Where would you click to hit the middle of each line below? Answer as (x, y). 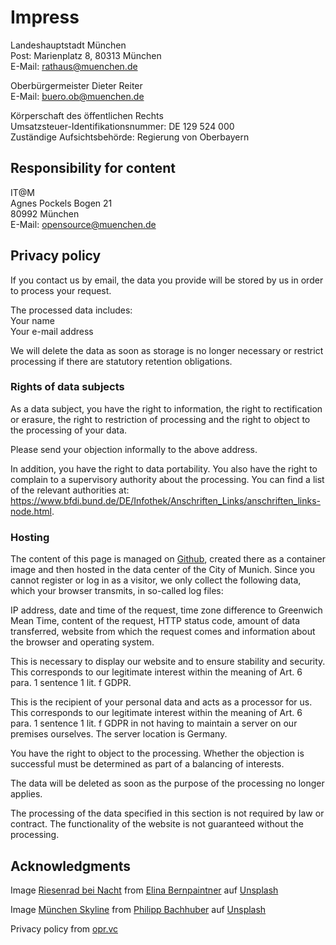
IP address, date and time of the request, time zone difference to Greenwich (166, 610)
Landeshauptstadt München (68, 45)
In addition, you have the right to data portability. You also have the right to (164, 468)
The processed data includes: (71, 310)
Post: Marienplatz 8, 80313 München (86, 55)
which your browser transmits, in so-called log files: (117, 591)
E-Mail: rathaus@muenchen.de (74, 66)
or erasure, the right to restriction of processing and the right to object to (160, 419)
